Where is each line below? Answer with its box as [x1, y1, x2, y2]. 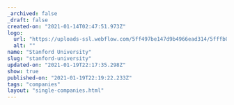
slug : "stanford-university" [7, 55, 92, 62]
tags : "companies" [7, 81, 61, 88]
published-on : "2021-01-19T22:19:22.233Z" [7, 74, 132, 82]
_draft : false [7, 17, 49, 23]
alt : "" [13, 42, 36, 49]
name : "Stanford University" [7, 49, 92, 56]
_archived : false [7, 10, 58, 17]
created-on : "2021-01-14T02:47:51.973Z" [7, 23, 127, 30]
